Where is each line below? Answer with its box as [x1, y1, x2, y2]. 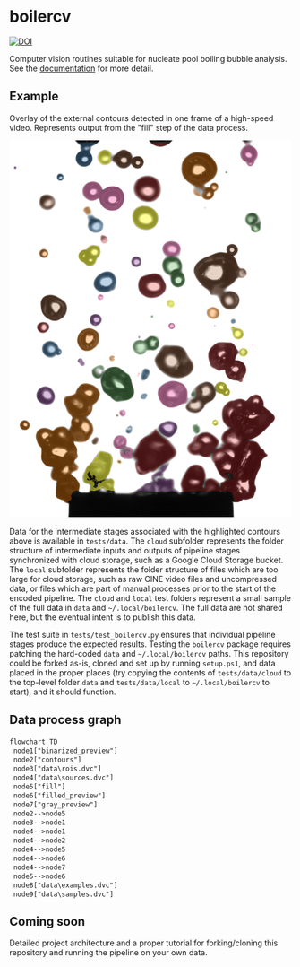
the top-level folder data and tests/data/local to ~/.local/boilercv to [9, 676, 270, 687]
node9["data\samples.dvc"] [13, 890, 115, 899]
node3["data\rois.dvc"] [13, 764, 102, 773]
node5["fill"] [13, 782, 66, 791]
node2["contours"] [13, 755, 82, 764]
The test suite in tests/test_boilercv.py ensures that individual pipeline [9, 629, 276, 640]
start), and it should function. [9, 686, 116, 697]
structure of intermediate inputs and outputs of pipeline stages [9, 544, 240, 555]
